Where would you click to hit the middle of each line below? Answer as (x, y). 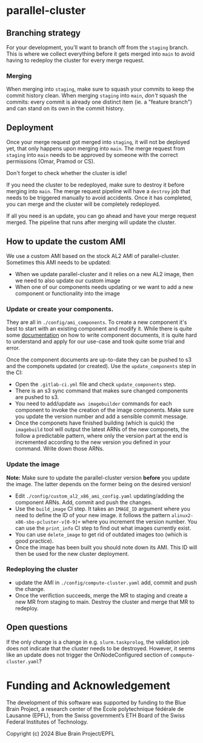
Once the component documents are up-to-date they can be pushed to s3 (99, 360)
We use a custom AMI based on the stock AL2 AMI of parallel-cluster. (93, 256)
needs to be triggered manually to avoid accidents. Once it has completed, (99, 198)
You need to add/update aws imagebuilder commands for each (93, 404)
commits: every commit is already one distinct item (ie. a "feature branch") (99, 102)
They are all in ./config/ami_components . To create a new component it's (97, 322)
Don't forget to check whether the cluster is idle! (67, 173)
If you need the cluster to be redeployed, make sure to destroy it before (95, 185)
